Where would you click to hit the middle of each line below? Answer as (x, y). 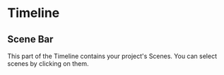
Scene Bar (30, 39)
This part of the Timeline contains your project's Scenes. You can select (112, 56)
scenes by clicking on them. (48, 64)
